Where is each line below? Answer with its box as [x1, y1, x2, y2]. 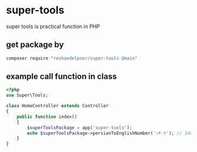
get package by [6, 40, 64, 50]
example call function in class [6, 71, 117, 82]
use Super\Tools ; [6, 92, 49, 98]
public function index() [16, 113, 77, 120]
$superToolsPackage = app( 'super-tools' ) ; [27, 125, 133, 130]
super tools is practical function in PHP [6, 23, 100, 30]
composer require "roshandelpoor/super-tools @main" [6, 55, 138, 61]
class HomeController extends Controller [6, 103, 109, 109]
